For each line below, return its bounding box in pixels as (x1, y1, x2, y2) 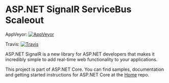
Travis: (5, 41, 19, 47)
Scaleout (5, 14, 44, 26)
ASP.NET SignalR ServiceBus (5, 4, 132, 15)
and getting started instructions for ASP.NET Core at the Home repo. (5, 71, 150, 77)
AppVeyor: (5, 31, 28, 37)
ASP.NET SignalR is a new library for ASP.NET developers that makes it (5, 51, 155, 57)
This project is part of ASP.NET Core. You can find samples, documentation (5, 66, 164, 72)
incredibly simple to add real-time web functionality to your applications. (5, 56, 158, 62)
